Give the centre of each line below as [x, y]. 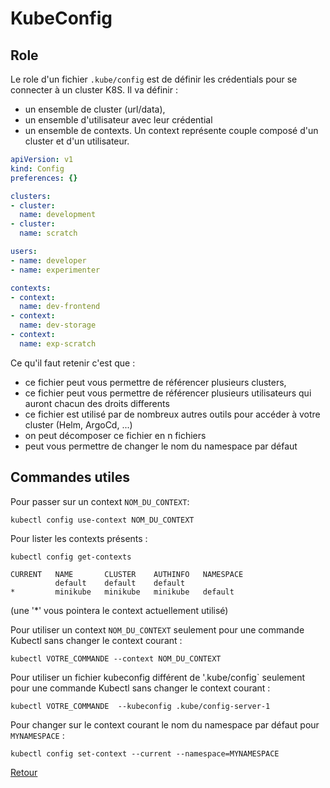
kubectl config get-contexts [71, 557]
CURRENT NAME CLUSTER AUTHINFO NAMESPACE [127, 574]
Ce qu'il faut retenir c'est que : [73, 363]
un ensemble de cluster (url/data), [95, 109]
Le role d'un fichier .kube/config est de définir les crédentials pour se [154, 79]
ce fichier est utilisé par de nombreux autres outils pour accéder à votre [172, 414]
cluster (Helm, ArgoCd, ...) [78, 424]
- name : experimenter [55, 270]
